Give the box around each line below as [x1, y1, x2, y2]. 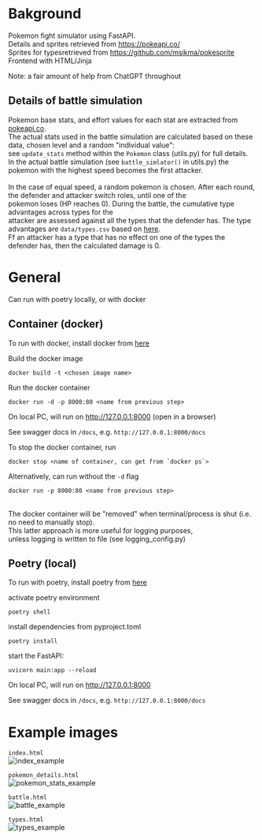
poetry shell [8, 608, 51, 616]
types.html [8, 816, 44, 824]
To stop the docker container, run [8, 442, 116, 452]
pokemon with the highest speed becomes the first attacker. [8, 165, 203, 174]
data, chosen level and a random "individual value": [8, 140, 175, 150]
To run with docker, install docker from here [8, 338, 149, 348]
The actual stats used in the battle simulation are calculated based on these [8, 132, 253, 141]
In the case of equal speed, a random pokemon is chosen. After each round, [8, 182, 256, 192]
